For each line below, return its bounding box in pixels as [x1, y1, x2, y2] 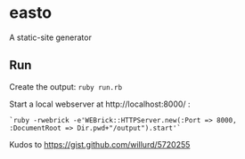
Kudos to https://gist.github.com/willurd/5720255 [9, 139, 191, 149]
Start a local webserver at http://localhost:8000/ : [9, 99, 191, 109]
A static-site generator [9, 32, 92, 43]
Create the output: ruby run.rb [9, 81, 123, 91]
